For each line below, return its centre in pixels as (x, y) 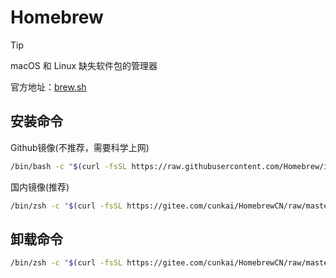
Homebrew (57, 17)
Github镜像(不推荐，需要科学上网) (80, 147)
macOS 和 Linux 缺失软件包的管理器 (84, 65)
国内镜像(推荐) (40, 187)
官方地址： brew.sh (48, 87)
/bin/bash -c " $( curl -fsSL (69, 166)
